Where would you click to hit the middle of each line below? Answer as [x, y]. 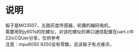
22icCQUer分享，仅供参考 [33, 38]
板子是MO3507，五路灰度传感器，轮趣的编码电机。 [59, 25]
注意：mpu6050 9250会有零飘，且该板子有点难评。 [60, 44]
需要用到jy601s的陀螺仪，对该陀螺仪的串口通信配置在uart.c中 [70, 31]
